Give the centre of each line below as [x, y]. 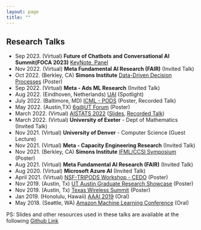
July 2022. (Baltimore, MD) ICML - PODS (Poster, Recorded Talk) [95, 101]
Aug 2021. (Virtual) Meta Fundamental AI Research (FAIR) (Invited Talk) [104, 165]
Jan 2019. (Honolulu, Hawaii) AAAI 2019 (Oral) [72, 196]
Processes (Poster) [39, 82]
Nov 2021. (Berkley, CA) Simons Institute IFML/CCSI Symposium [95, 152]
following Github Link [32, 221]
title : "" [19, 17]
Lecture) [25, 139]
